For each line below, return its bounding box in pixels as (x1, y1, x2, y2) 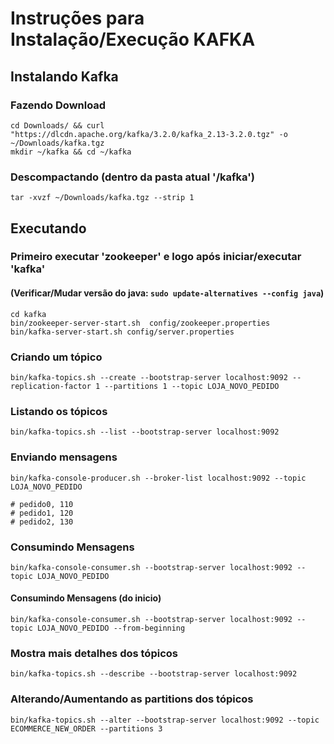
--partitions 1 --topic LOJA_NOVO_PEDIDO (104, 381, 280, 391)
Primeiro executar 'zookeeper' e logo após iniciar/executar (10, 250, 302, 264)
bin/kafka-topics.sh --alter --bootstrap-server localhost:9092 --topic (10, 715, 320, 725)
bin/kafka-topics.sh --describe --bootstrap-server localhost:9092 (10, 669, 298, 679)
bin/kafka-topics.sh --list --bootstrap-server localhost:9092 (10, 427, 280, 437)
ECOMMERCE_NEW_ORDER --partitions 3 (10, 723, 163, 734)
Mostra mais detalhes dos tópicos (10, 647, 178, 660)
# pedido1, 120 (10, 508, 74, 518)
